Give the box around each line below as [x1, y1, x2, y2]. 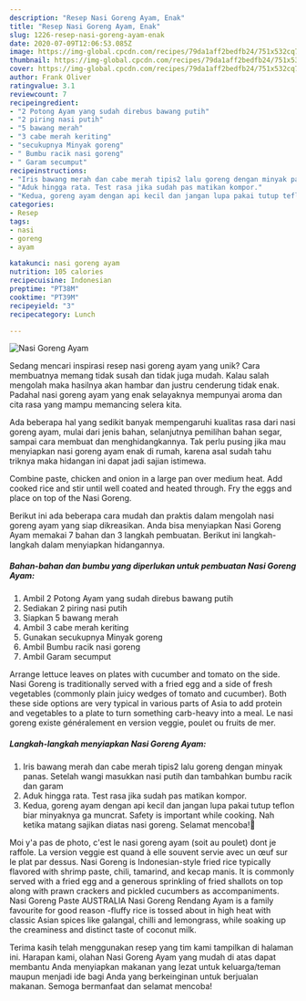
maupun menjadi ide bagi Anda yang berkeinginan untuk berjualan [9, 971, 259, 982]
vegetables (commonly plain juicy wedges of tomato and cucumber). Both [9, 688, 287, 699]
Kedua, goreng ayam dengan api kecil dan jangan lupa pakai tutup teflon [22, 800, 295, 811]
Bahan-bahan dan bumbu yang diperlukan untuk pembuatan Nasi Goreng [9, 560, 297, 571]
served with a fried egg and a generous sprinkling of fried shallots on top [9, 876, 284, 887]
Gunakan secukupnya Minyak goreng [22, 631, 163, 643]
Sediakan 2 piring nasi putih [22, 603, 127, 614]
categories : [9, 200, 55, 210]
